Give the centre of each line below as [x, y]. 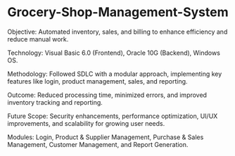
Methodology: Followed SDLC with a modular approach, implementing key [115, 74]
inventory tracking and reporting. [55, 102]
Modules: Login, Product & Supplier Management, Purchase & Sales [106, 137]
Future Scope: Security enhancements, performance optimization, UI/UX [113, 116]
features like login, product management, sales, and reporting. [97, 81]
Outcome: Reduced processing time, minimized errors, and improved [107, 95]
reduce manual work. [38, 39]
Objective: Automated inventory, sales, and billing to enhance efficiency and [118, 32]
